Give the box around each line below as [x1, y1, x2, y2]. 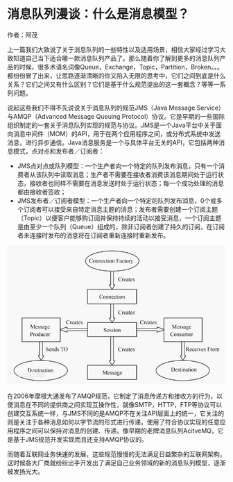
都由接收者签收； [17, 188, 67, 196]
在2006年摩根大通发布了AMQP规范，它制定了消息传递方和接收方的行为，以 [7, 392, 223, 400]
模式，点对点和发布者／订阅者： [12, 147, 105, 155]
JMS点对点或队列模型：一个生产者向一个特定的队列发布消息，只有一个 [17, 161, 219, 170]
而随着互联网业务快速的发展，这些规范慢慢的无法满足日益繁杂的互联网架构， [7, 450, 226, 458]
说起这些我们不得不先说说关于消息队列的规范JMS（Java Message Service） [7, 103, 225, 112]
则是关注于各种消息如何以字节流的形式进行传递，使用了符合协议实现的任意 [7, 418, 220, 426]
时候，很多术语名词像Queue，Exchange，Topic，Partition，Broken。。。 [19, 63, 224, 71]
